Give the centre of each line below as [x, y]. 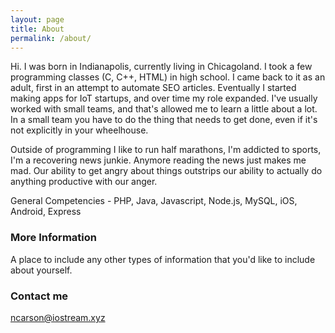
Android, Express [46, 212]
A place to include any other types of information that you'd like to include [163, 259]
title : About [37, 29]
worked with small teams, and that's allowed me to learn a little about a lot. [164, 109]
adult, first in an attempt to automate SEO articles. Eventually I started [153, 88]
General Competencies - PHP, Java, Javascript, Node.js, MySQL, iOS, [154, 201]
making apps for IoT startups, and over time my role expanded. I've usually [164, 98]
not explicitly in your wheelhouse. [79, 130]
